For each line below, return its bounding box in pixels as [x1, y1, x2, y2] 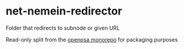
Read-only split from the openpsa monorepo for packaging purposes [5, 36, 179, 43]
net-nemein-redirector [5, 4, 123, 18]
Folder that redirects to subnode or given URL [5, 24, 120, 31]
